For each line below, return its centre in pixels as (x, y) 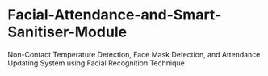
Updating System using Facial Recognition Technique (96, 63)
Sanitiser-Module (67, 32)
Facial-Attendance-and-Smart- (115, 15)
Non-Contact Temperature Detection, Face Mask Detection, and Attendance (134, 54)
